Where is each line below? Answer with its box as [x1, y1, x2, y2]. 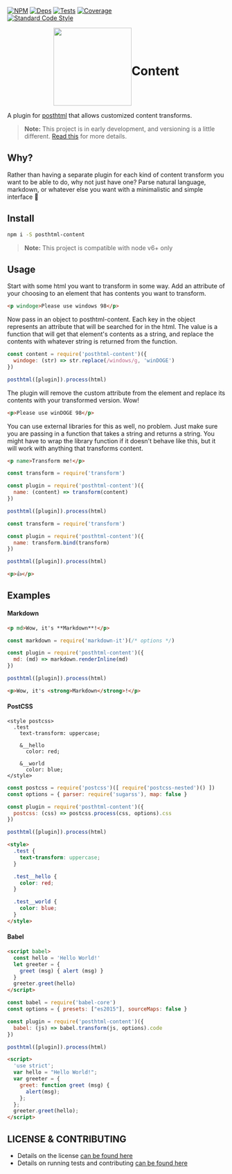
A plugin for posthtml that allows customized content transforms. [7, 112, 193, 119]
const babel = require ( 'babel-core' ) [7, 999, 116, 1006]
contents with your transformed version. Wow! [7, 395, 140, 404]
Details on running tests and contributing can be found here [17, 1159, 188, 1167]
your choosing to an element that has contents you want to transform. [7, 290, 206, 298]
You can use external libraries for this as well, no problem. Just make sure [7, 422, 218, 430]
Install [7, 213, 35, 224]
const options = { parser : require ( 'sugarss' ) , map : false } [7, 790, 188, 798]
